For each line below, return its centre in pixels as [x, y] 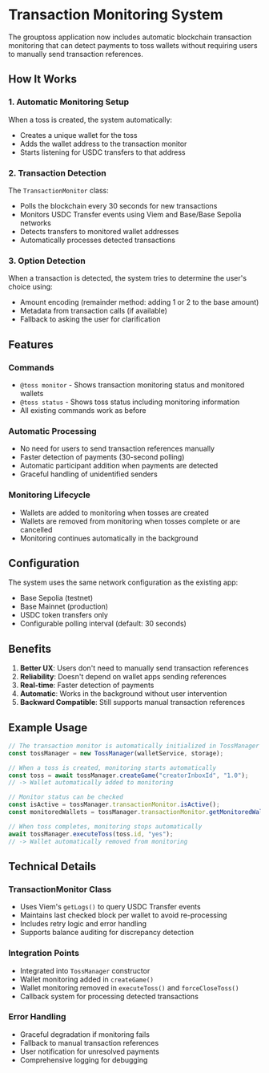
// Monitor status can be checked [66, 797]
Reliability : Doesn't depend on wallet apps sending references [123, 677]
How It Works [43, 79]
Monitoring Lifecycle [49, 495]
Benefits [30, 648]
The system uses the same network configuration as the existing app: [123, 582]
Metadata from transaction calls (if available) [94, 311]
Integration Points [44, 954]
